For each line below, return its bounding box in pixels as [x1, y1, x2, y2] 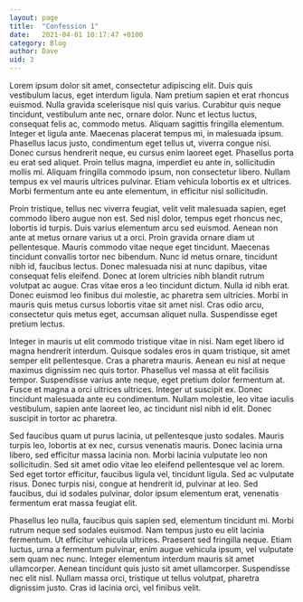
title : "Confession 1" [9, 22, 99, 31]
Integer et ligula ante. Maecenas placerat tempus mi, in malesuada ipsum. [9, 128, 284, 138]
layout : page [9, 13, 59, 23]
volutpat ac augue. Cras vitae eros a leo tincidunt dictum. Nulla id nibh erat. [9, 280, 290, 290]
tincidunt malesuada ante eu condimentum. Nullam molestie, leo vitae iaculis [9, 394, 295, 404]
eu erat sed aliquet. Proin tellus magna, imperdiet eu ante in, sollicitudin [9, 157, 276, 167]
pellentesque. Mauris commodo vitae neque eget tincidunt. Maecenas [9, 241, 270, 252]
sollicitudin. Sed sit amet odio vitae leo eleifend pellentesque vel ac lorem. [9, 459, 285, 470]
